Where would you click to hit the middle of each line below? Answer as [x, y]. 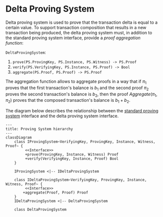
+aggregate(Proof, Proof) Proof [56, 193]
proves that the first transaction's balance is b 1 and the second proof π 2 [77, 88]
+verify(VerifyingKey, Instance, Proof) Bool [72, 159]
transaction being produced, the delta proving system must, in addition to [79, 32]
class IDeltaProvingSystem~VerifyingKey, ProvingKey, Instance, [81, 180]
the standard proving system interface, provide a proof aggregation [73, 38]
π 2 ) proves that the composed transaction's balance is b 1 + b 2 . [68, 101]
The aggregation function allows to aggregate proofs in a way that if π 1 [76, 82]
